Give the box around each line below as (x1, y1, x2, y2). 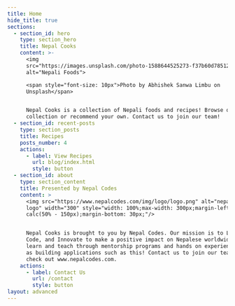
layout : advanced (7, 288, 58, 295)
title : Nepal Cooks (20, 43, 77, 50)
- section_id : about (13, 172, 73, 179)
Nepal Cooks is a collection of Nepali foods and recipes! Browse (25, 106, 224, 114)
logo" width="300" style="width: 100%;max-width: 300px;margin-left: (25, 204, 233, 211)
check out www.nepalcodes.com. (25, 256, 117, 263)
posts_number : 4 (20, 139, 68, 146)
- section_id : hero (13, 29, 71, 37)
